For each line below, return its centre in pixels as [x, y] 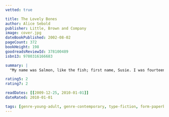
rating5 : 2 [17, 79]
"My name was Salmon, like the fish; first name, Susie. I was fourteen [88, 70]
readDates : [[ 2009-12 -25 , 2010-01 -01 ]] [47, 93]
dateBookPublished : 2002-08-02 [38, 38]
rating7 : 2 [17, 84]
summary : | [17, 65]
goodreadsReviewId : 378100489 [37, 51]
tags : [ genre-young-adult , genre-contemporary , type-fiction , [72, 106]
